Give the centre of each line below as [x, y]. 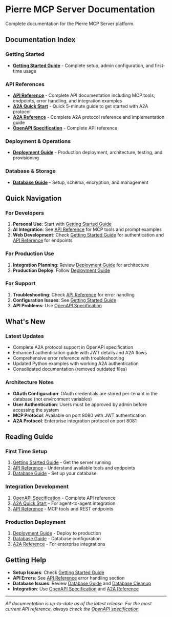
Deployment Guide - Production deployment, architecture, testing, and [88, 153]
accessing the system [36, 410]
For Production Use [30, 253]
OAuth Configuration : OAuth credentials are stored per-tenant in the [85, 393]
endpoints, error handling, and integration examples [67, 100]
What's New [25, 322]
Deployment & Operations [38, 141]
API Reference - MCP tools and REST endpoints [63, 508]
